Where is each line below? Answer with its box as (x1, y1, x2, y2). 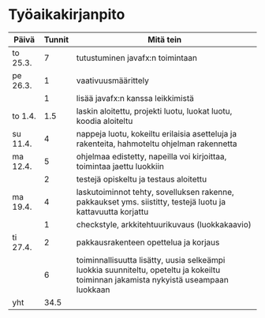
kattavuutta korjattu (76, 206, 149, 217)
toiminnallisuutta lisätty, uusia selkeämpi (76, 254, 226, 265)
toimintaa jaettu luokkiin (76, 160, 164, 171)
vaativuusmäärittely (76, 75, 150, 86)
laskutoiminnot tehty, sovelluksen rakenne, (76, 186, 234, 197)
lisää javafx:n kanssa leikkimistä (76, 92, 195, 103)
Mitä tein (147, 34, 182, 45)
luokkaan (76, 284, 110, 295)
